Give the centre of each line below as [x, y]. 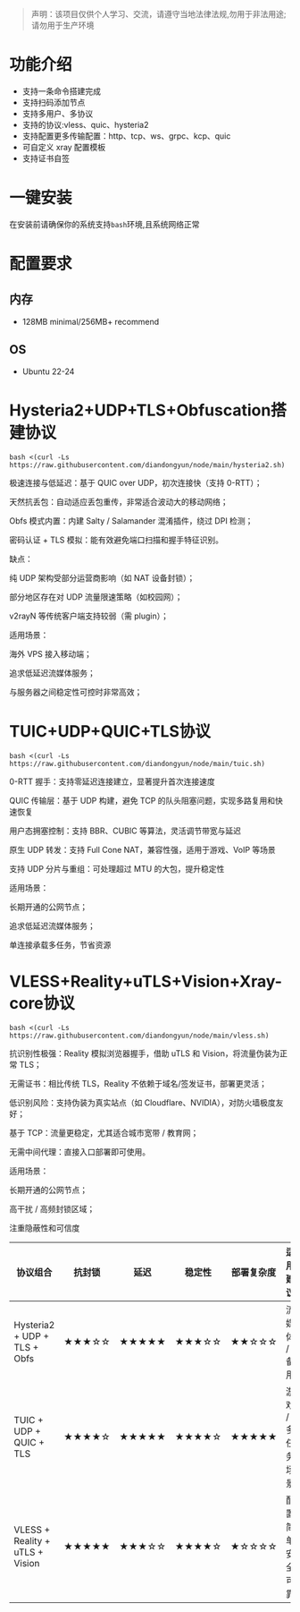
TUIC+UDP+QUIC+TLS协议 [110, 731]
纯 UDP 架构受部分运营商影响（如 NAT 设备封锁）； [102, 577]
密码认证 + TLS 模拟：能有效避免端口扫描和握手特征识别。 [117, 540]
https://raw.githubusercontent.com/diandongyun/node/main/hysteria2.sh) [147, 465]
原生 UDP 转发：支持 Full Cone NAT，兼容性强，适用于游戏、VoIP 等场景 [143, 849]
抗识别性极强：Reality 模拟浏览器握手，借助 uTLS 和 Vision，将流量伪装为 [145, 1053]
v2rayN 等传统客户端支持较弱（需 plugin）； [89, 616]
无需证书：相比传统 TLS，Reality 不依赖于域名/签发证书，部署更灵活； [138, 1083]
